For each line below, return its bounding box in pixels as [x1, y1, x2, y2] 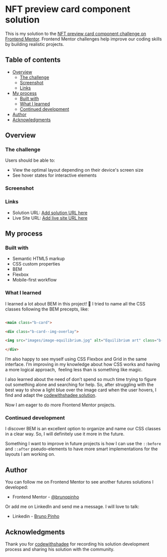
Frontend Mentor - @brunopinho [12, 494, 80, 500]
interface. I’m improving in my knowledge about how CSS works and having [5, 361, 160, 367]
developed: [5, 484, 28, 490]
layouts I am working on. [5, 451, 56, 457]
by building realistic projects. [5, 41, 65, 47]
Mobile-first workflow [12, 277, 57, 283]
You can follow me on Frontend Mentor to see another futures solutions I [5, 479, 154, 485]
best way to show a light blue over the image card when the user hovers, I [5, 387, 157, 393]
